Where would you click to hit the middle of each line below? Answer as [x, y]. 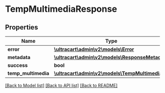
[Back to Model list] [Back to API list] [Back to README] [61, 85]
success [18, 65]
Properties [22, 27]
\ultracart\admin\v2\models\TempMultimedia [108, 73]
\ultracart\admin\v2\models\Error [94, 49]
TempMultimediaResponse [61, 9]
